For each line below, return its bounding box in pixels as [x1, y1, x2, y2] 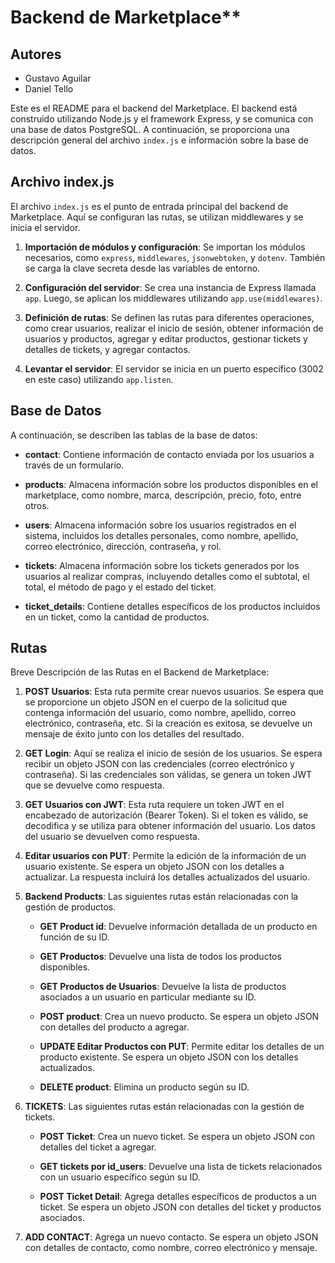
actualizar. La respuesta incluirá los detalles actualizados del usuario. [24, 871, 311, 883]
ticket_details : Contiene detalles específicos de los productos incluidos [24, 600, 321, 612]
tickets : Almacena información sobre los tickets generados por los [24, 559, 300, 571]
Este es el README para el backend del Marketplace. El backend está [10, 102, 298, 114]
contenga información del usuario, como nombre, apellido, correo [24, 707, 297, 719]
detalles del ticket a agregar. [39, 1141, 157, 1153]
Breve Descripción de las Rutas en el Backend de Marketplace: [10, 666, 270, 678]
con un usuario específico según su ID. [39, 1171, 201, 1183]
